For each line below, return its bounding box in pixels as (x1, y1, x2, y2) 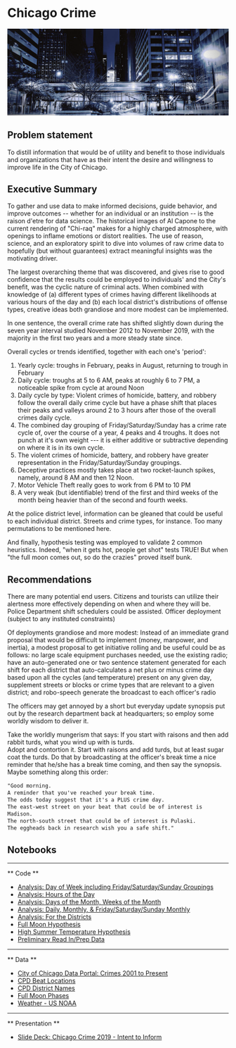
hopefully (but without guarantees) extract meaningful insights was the (7, 247, 213, 255)
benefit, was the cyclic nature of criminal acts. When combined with (7, 283, 204, 292)
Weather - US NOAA (17, 999, 77, 1008)
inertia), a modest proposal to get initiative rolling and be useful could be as (7, 643, 226, 652)
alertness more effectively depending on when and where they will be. (7, 600, 211, 609)
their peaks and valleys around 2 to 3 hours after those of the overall (17, 406, 216, 415)
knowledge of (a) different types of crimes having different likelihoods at (7, 290, 217, 299)
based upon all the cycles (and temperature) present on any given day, (7, 673, 212, 682)
